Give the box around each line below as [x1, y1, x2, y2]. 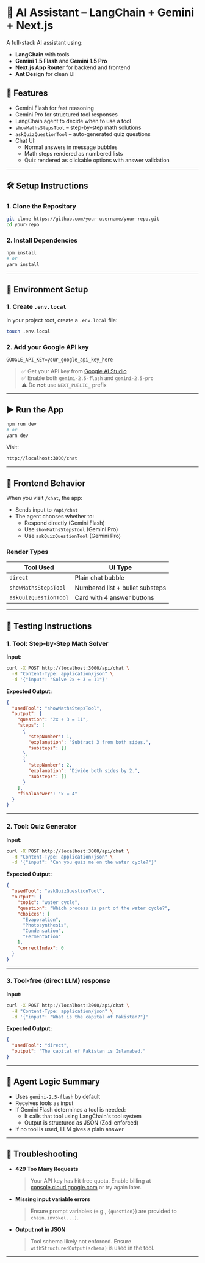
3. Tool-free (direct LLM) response [6, 977, 110, 985]
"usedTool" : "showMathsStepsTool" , [12, 705, 103, 711]
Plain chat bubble [74, 574, 125, 582]
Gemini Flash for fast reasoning [15, 104, 95, 112]
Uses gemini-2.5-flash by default [15, 1093, 101, 1100]
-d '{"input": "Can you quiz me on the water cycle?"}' [12, 859, 157, 866]
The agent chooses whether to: [15, 513, 95, 520]
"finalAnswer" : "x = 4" [17, 791, 78, 797]
